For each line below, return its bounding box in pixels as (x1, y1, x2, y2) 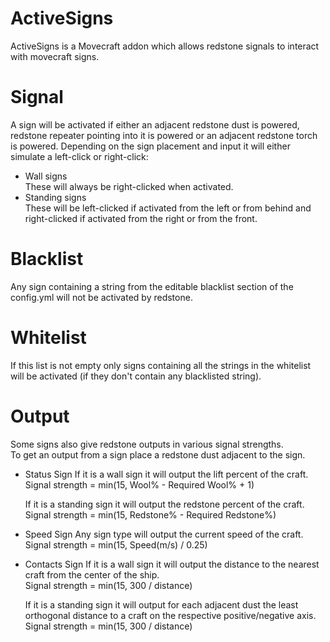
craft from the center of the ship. (24, 568, 160, 581)
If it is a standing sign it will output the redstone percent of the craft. (24, 498, 305, 510)
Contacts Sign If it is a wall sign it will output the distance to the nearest (24, 558, 320, 570)
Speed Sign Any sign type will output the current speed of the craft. (24, 528, 304, 540)
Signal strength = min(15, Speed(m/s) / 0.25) (24, 538, 208, 551)
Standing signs (24, 191, 87, 203)
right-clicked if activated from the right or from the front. (24, 212, 258, 224)
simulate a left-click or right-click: (10, 150, 149, 162)
